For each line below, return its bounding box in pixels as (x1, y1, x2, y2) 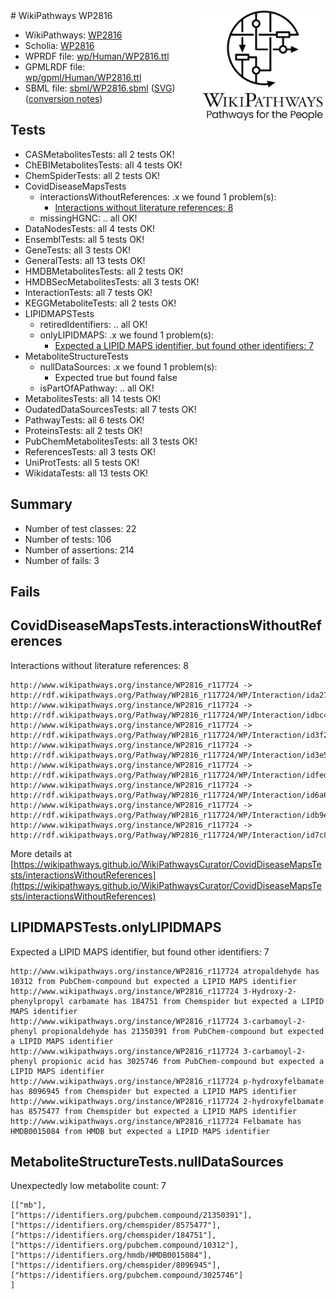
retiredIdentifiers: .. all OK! (39, 318, 148, 330)
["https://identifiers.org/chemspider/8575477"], (10, 1220, 222, 1231)
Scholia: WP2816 (24, 40, 95, 51)
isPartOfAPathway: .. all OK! (39, 382, 155, 394)
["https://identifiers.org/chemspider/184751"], (10, 1230, 217, 1241)
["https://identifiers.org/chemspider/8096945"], (10, 1260, 222, 1271)
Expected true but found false (54, 371, 178, 383)
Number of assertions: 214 (24, 544, 135, 556)
